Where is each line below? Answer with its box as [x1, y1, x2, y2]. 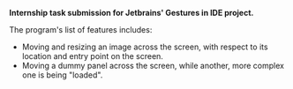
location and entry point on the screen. [21, 51, 163, 61]
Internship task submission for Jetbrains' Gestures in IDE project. [9, 8, 254, 18]
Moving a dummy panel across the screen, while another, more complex [21, 61, 285, 70]
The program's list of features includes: [9, 25, 153, 34]
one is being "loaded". [21, 70, 103, 80]
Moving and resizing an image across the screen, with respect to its [21, 41, 268, 52]
